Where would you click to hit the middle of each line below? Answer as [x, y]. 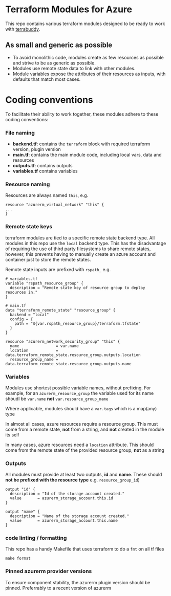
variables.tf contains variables [45, 171]
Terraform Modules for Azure [69, 9]
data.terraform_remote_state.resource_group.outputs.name [68, 364]
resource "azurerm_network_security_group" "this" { [63, 341]
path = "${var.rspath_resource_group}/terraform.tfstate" [78, 323]
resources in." [22, 292]
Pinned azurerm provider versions [49, 571]
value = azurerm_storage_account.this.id [62, 498]
